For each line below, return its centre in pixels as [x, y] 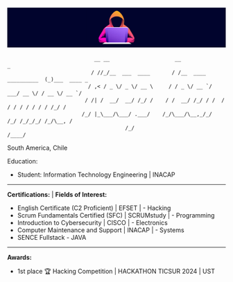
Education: [23, 161]
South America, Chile [37, 148]
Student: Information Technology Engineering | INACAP [96, 175]
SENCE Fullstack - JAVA [52, 238]
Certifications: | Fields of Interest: [57, 195]
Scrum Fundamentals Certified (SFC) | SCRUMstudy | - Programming [116, 215]
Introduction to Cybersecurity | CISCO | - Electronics [92, 223]
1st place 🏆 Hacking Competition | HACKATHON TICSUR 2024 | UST [116, 272]
